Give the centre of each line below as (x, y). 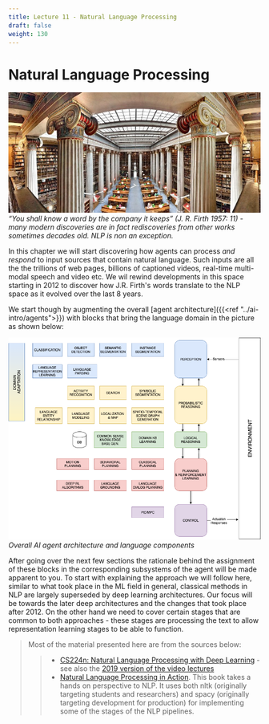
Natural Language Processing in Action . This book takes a (155, 677)
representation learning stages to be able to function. (96, 629)
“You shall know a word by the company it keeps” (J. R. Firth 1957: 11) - (126, 219)
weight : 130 (28, 34)
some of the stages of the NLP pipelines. (127, 711)
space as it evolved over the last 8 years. (76, 294)
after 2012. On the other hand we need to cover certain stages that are (124, 612)
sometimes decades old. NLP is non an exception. (91, 236)
